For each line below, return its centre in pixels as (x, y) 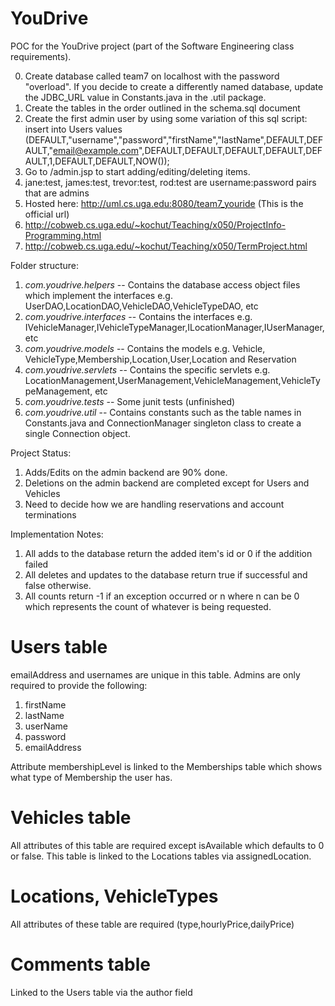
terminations (50, 514)
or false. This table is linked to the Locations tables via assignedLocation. (161, 856)
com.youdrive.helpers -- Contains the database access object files (162, 284)
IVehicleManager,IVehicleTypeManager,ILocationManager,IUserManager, (174, 327)
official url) (47, 214)
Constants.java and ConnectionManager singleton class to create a (163, 423)
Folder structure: (45, 265)
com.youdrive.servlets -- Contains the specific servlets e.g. (147, 369)
